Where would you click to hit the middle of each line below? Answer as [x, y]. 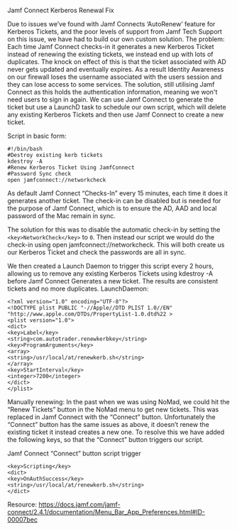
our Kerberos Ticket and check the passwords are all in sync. [97, 252]
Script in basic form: [37, 136]
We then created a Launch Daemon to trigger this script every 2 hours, [111, 266]
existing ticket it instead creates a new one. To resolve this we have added [116, 432]
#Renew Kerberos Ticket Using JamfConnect [71, 168]
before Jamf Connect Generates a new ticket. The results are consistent [113, 281]
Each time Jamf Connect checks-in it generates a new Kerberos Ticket [111, 47]
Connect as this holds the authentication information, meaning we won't [112, 92]
